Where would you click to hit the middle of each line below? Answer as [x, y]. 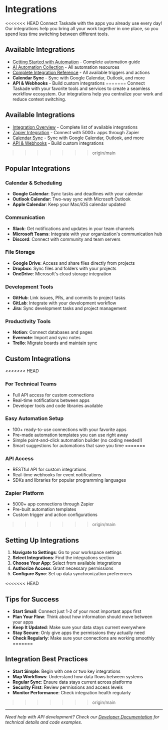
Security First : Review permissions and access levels [68, 687]
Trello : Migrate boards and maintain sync [55, 343]
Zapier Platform [24, 493]
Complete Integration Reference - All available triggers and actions [81, 72]
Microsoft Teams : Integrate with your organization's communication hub [87, 234]
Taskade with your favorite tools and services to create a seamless [81, 88]
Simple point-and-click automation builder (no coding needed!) [77, 440]
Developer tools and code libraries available [57, 405]
